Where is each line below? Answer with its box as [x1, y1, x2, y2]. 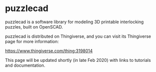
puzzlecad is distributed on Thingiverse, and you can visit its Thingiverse [5, 33, 152, 39]
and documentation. [5, 62, 45, 68]
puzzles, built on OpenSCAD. [5, 24, 63, 29]
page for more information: [5, 38, 59, 44]
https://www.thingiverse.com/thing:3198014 [5, 48, 93, 54]
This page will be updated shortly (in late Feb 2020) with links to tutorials [5, 57, 151, 63]
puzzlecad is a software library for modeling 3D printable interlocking [5, 19, 144, 25]
